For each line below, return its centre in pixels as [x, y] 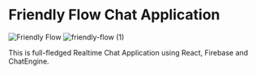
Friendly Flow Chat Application [114, 15]
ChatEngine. [29, 61]
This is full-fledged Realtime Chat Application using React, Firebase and [128, 52]
